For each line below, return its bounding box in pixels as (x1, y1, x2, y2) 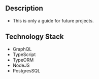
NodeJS (12, 62, 30, 68)
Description (5, 4, 43, 13)
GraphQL (12, 46, 32, 52)
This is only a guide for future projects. (12, 17, 94, 23)
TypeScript (12, 51, 36, 58)
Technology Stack (5, 33, 64, 41)
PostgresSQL (12, 67, 41, 73)
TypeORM (12, 57, 34, 63)
